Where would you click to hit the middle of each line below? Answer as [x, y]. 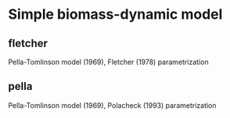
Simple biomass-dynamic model [115, 14]
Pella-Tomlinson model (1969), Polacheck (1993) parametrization [112, 105]
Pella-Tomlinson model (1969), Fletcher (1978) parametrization [108, 62]
